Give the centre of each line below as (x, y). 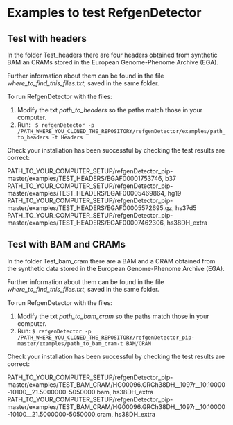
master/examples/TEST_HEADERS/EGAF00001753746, (86, 179)
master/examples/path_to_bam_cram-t (70, 344)
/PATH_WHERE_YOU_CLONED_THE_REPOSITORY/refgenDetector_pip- (106, 338)
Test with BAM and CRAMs (67, 244)
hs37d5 (186, 208)
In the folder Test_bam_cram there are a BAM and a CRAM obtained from (111, 261)
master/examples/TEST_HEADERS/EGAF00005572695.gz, (91, 208)
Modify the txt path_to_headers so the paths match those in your (110, 110)
